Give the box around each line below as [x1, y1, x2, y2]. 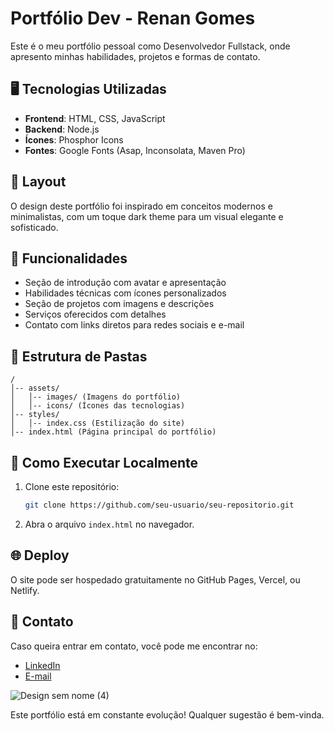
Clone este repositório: [24, 481, 120, 492]
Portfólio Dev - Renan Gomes [10, 7, 256, 30]
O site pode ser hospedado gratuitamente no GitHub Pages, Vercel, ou [10, 573, 301, 586]
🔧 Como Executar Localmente [10, 454, 199, 471]
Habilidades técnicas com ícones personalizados [24, 287, 227, 299]
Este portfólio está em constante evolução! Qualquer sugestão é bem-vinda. [10, 708, 325, 721]
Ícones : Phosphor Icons [24, 133, 124, 146]
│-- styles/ [10, 410, 60, 420]
